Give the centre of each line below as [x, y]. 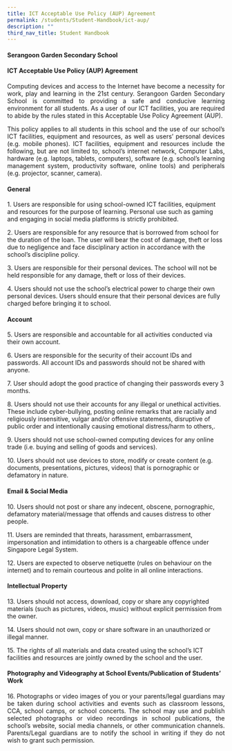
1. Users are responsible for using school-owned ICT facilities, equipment [112, 204]
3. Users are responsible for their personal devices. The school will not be [112, 268]
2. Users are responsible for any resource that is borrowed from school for [113, 233]
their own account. [34, 342]
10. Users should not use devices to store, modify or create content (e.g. [110, 460]
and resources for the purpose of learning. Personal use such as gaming [110, 212]
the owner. [22, 616]
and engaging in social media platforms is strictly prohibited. [93, 219]
